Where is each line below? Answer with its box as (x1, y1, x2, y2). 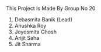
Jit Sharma (14, 40, 41, 47)
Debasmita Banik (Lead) (14, 16, 73, 23)
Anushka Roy (14, 23, 47, 29)
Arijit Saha (14, 35, 40, 41)
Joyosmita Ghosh (14, 28, 57, 35)
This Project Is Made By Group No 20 (6, 5, 96, 12)
